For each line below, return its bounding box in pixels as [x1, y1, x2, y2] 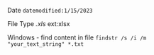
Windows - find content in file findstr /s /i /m [7, 33, 147, 42]
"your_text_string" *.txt [7, 41, 84, 48]
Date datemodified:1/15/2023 [7, 6, 94, 14]
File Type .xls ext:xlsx [7, 20, 70, 28]
